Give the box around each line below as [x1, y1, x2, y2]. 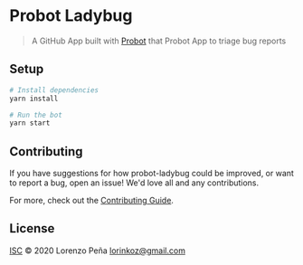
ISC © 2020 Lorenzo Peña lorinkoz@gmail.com [9, 245, 185, 256]
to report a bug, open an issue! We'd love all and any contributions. [9, 177, 260, 188]
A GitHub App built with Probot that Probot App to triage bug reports [31, 35, 287, 46]
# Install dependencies [9, 85, 99, 95]
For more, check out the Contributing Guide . [9, 195, 175, 206]
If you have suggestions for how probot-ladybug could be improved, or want [9, 168, 294, 179]
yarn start [9, 118, 51, 128]
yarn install [9, 94, 59, 103]
